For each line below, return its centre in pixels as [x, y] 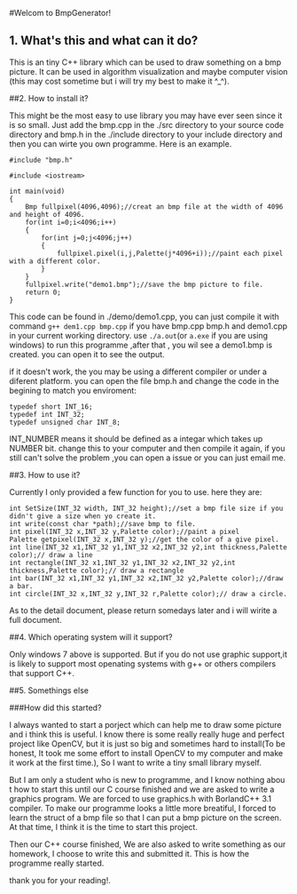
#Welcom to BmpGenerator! [60, 13]
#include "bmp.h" [41, 160]
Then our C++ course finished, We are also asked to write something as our [148, 844]
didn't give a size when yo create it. [83, 516]
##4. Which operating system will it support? [91, 637]
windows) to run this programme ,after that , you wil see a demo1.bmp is [141, 345]
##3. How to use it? [45, 475]
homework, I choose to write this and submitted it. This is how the [129, 853]
